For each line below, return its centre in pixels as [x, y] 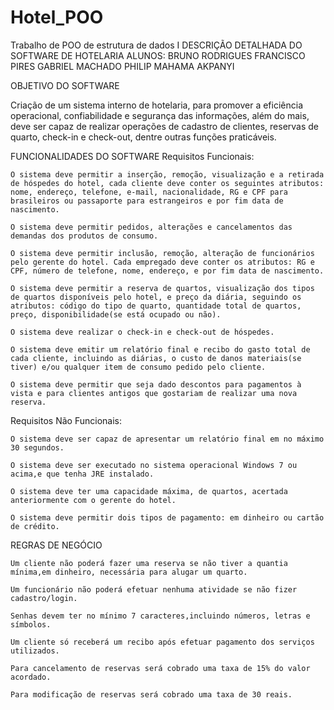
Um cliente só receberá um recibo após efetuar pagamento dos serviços [162, 642]
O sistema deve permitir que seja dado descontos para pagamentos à [156, 384]
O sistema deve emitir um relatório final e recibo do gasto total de [160, 349]
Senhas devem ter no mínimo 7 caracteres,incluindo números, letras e [160, 616]
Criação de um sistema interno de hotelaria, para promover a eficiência [156, 105]
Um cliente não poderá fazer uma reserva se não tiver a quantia [149, 563]
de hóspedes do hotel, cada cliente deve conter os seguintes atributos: [167, 183]
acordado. [31, 677]
